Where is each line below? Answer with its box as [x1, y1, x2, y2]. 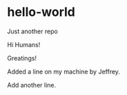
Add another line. [7, 80, 57, 89]
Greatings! [7, 53, 37, 62]
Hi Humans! [7, 40, 41, 49]
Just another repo [7, 27, 59, 35]
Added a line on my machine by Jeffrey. [7, 67, 121, 76]
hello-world [7, 4, 76, 20]
